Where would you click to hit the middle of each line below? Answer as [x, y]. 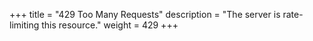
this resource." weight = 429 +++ [110, 25]
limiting [24, 25]
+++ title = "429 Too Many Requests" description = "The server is [145, 14]
